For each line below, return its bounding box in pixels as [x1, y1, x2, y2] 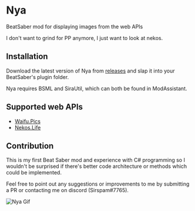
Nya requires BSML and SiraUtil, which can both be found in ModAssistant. [6, 85, 187, 92]
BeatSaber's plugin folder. [6, 73, 69, 80]
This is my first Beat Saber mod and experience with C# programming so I [6, 157, 185, 164]
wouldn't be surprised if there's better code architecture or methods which [6, 163, 187, 170]
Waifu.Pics [14, 117, 41, 124]
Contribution [6, 141, 54, 151]
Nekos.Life [14, 124, 41, 131]
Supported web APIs [6, 102, 83, 112]
